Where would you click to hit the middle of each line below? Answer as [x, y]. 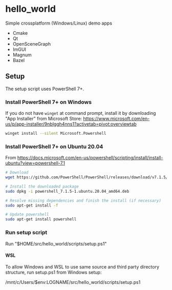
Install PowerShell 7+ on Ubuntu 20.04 [54, 147]
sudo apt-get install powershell [41, 219]
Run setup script [26, 233]
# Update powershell [27, 215]
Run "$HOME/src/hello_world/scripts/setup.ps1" [56, 243]
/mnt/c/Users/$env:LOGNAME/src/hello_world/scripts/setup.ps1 [73, 282]
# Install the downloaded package [42, 187]
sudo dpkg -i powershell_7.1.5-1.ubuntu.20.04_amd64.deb [67, 191]
